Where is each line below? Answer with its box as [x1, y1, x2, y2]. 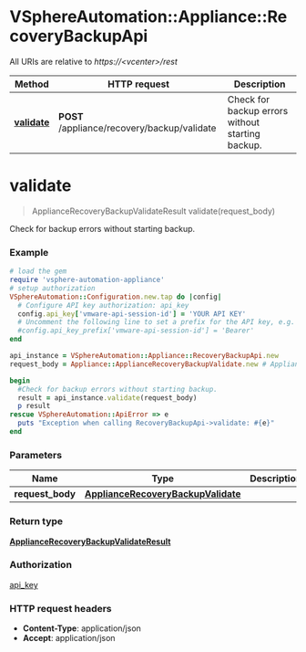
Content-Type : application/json [22, 623, 141, 634]
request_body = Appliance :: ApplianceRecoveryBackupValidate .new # [9, 359, 267, 369]
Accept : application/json [22, 633, 116, 644]
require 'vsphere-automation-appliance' [9, 276, 166, 285]
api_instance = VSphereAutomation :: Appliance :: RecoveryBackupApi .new [9, 352, 280, 361]
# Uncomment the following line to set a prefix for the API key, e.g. [17, 318, 296, 327]
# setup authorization [9, 283, 96, 293]
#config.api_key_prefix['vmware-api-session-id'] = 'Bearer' [17, 326, 255, 335]
